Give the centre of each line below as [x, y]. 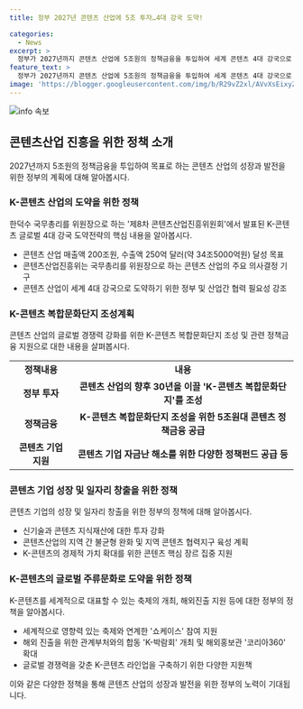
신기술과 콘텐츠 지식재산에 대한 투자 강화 [93, 531]
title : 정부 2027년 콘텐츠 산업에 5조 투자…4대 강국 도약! [106, 18]
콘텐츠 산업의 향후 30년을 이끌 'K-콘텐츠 [161, 387]
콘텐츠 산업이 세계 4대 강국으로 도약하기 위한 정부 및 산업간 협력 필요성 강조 [155, 288]
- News [30, 42]
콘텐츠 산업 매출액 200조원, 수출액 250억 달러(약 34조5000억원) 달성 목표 [153, 254]
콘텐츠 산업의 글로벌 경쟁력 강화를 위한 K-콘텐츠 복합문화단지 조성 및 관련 [137, 336]
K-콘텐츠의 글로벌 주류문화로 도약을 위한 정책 [101, 579]
